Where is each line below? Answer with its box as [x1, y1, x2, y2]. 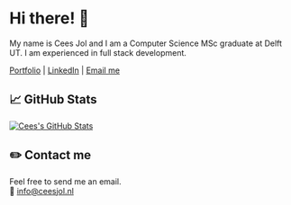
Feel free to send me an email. [9, 175, 122, 187]
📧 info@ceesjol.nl [9, 185, 75, 196]
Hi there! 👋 [9, 8, 90, 29]
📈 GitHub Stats [9, 92, 97, 107]
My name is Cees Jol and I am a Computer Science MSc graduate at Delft [9, 38, 282, 49]
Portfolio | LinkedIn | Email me [9, 65, 120, 76]
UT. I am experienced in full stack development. [9, 47, 187, 58]
